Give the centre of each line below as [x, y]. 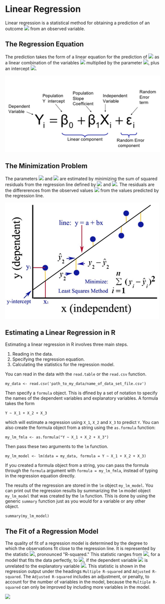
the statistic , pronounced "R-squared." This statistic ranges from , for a [82, 555]
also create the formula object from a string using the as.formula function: [81, 428]
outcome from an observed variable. [45, 29]
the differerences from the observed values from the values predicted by [82, 190]
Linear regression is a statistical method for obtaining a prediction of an [78, 23]
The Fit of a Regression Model [52, 531]
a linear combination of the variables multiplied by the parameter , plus [82, 62]
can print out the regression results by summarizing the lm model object [78, 491]
